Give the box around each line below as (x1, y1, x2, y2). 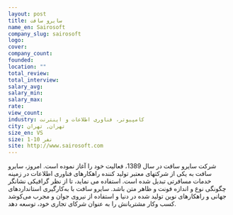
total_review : (8, 70, 50, 77)
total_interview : (8, 76, 59, 84)
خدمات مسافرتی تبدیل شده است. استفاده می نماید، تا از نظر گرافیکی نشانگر (8, 177, 212, 185)
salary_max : (8, 97, 43, 104)
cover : (8, 43, 28, 50)
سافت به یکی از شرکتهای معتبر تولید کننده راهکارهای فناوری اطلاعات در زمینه (8, 170, 212, 178)
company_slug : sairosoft (8, 30, 81, 38)
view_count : (8, 109, 43, 116)
